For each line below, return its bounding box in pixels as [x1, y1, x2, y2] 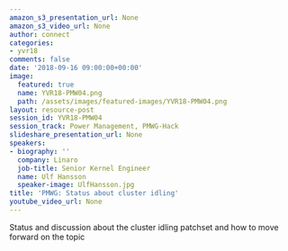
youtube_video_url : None [9, 197, 103, 207]
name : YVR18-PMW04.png [17, 88, 103, 97]
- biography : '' [9, 147, 70, 156]
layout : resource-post [9, 105, 94, 114]
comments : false [9, 55, 70, 64]
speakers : [9, 139, 47, 148]
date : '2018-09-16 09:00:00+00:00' [9, 64, 143, 73]
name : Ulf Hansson [17, 172, 87, 181]
